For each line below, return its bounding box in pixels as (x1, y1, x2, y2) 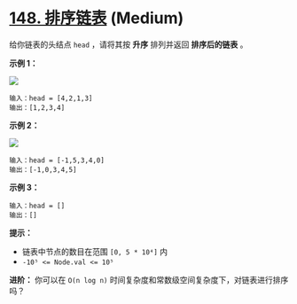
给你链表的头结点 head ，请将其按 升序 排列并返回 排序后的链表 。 (9, 39, 248, 50)
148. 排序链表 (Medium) (9, 8, 184, 28)
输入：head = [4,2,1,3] (9, 94, 93, 103)
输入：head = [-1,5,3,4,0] (9, 156, 105, 165)
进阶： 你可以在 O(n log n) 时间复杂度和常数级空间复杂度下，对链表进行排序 (9, 274, 289, 285)
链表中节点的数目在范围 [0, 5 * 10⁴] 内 (21, 246, 168, 257)
